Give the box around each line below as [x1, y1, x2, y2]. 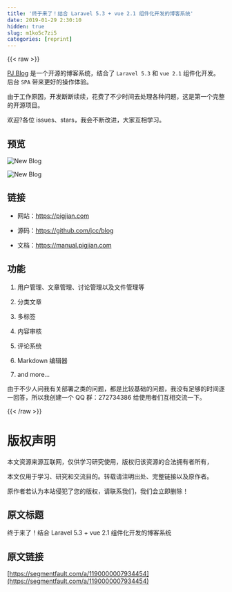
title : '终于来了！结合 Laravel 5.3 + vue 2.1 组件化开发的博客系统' [7, 10, 194, 17]
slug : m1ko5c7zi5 [7, 29, 57, 37]
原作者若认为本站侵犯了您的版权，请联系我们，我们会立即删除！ [7, 487, 188, 495]
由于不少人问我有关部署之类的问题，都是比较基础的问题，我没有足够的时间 [7, 385, 219, 393]
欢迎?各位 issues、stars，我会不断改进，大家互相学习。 [7, 115, 166, 124]
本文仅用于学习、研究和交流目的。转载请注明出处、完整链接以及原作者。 [7, 472, 213, 481]
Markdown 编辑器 [17, 356, 68, 364]
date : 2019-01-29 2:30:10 [7, 17, 81, 24]
